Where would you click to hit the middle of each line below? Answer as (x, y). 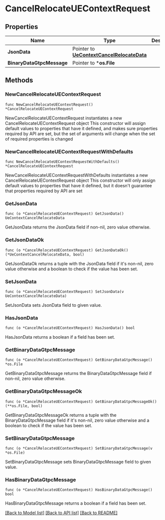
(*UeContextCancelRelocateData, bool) (45, 254)
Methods (19, 80)
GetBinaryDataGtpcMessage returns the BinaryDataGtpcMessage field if (79, 374)
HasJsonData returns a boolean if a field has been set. (60, 337)
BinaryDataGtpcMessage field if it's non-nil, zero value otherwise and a (77, 420)
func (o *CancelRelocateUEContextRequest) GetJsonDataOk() (67, 250)
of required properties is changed (39, 139)
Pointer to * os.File (94, 63)
